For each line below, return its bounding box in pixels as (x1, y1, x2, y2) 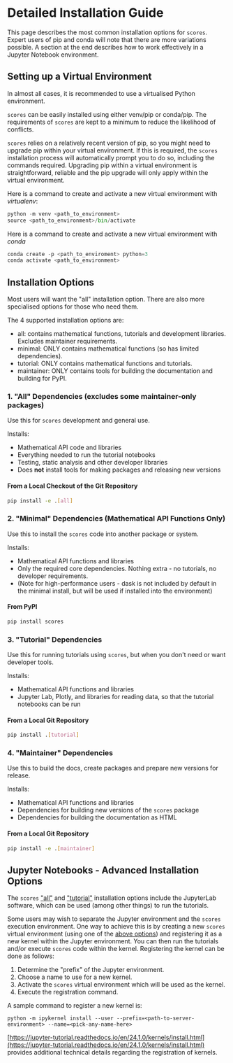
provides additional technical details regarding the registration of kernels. (7, 1048, 218, 1057)
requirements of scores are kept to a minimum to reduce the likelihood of (7, 118, 216, 126)
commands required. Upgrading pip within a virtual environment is (7, 161, 197, 169)
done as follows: (7, 952, 54, 960)
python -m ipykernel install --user (7, 1015, 114, 1022)
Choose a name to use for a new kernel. (17, 973, 133, 981)
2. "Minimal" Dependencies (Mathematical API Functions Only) (7, 514, 225, 523)
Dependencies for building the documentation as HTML (17, 813, 177, 822)
